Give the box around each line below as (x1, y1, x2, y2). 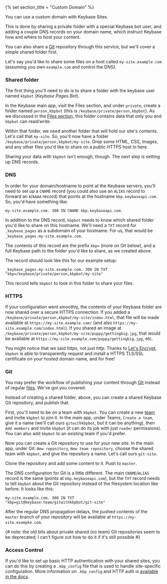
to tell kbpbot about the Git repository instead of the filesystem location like (5, 480, 158, 487)
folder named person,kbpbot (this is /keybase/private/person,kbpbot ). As (5, 108, 155, 114)
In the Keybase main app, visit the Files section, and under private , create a (5, 103, 161, 109)
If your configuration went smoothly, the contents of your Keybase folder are (5, 304, 162, 310)
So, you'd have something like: (5, 199, 68, 205)
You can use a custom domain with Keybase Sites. (5, 14, 108, 19)
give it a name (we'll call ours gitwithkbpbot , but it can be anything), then (5, 420, 155, 426)
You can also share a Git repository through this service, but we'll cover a (5, 44, 155, 49)
